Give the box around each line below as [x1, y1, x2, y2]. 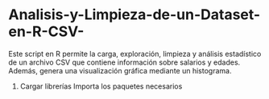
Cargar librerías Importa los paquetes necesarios [19, 81, 183, 91]
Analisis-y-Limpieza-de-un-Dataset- [8, 6, 261, 24]
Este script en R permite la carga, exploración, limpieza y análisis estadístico [8, 49, 262, 58]
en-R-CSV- [8, 22, 85, 41]
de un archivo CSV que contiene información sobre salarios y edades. [8, 57, 241, 67]
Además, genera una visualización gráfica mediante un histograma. [8, 65, 232, 75]
